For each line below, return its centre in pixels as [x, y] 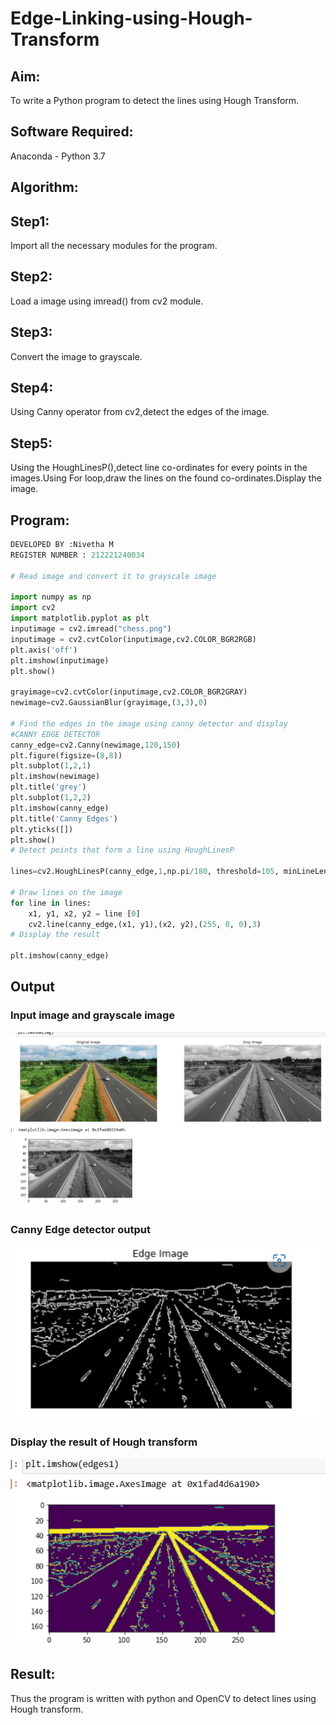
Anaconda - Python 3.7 [58, 156]
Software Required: [72, 132]
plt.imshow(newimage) [55, 777]
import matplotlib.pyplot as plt [80, 618]
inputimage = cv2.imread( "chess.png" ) [91, 629]
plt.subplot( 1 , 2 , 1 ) [51, 766]
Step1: [30, 221]
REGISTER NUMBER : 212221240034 [77, 555]
